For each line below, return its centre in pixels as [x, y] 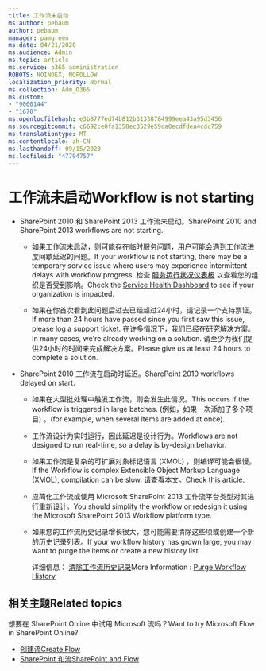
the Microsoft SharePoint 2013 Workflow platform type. [121, 516]
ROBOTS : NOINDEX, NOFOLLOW [53, 75]
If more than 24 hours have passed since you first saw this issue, [138, 320]
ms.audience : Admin [40, 52]
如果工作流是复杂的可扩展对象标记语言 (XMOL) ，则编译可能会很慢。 [144, 461]
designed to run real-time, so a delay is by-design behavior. [129, 445]
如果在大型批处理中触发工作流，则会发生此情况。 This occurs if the [140, 399]
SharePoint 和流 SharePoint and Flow [79, 659]
